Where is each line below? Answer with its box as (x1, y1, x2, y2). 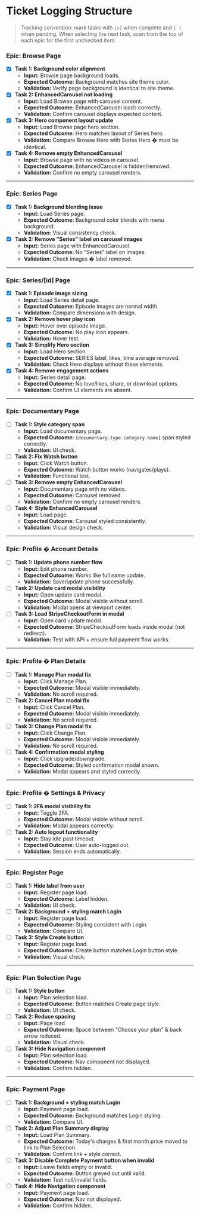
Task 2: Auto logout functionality (14, 828, 98, 836)
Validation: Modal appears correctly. (23, 822, 114, 829)
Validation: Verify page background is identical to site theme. (23, 85, 174, 92)
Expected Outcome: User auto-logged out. (23, 842, 130, 849)
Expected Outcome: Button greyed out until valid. (23, 1170, 146, 1177)
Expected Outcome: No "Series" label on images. (23, 248, 146, 255)
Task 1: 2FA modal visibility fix (14, 803, 91, 810)
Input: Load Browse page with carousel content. (23, 97, 143, 105)
